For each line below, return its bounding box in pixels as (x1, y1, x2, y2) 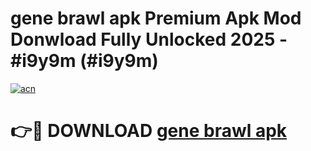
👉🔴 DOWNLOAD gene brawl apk (10, 120, 288, 142)
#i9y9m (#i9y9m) (10, 50, 159, 72)
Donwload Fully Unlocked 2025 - (10, 28, 288, 51)
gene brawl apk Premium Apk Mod (10, 7, 302, 30)
